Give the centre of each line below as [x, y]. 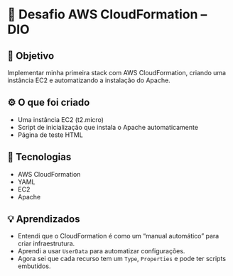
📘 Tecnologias [39, 157]
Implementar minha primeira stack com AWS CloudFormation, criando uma [116, 73]
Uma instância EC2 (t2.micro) [61, 119]
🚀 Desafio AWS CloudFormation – [107, 15]
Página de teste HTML [50, 135]
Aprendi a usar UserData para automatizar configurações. [101, 251]
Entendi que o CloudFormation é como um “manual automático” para [118, 236]
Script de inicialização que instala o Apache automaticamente [108, 127]
